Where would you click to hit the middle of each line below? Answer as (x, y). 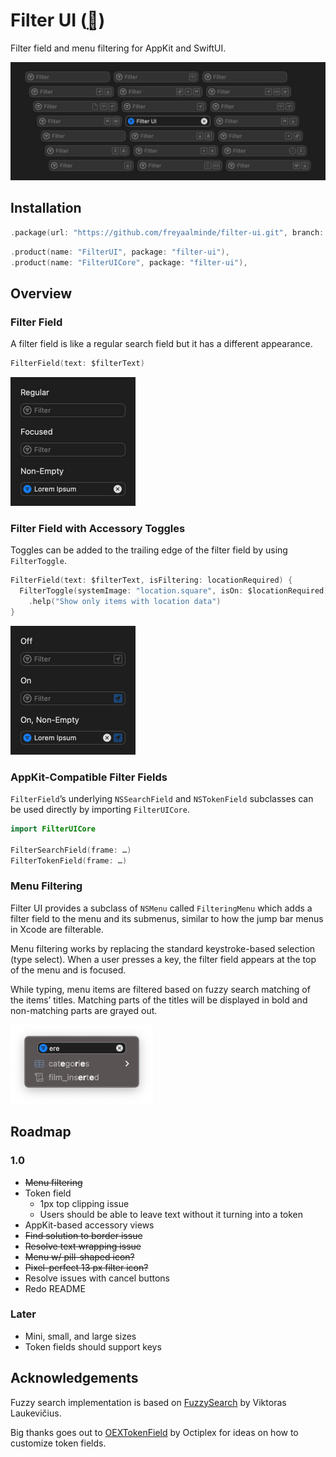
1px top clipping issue (84, 1203)
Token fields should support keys (93, 1346)
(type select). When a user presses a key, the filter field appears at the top (163, 959)
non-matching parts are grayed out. (84, 1010)
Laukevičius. (36, 1413)
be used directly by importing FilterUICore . (100, 810)
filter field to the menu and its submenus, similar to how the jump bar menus (167, 918)
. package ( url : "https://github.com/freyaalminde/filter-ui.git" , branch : (167, 232)
